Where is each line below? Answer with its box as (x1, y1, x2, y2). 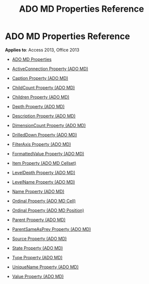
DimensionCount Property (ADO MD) (12, 122, 86, 128)
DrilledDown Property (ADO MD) (12, 132, 77, 137)
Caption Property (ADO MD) (12, 75, 68, 81)
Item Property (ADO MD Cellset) (12, 160, 77, 166)
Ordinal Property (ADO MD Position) (12, 207, 84, 213)
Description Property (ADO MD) (12, 113, 76, 119)
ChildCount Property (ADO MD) (12, 84, 75, 91)
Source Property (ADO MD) (12, 235, 67, 242)
